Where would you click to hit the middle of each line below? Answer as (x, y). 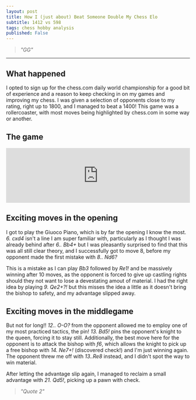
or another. (19, 119)
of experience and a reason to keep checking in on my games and (85, 93)
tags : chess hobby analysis (40, 28)
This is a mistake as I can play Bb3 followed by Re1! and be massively (89, 268)
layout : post (22, 11)
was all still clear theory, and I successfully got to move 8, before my (88, 251)
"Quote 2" (32, 391)
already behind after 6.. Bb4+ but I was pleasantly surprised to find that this (97, 244)
